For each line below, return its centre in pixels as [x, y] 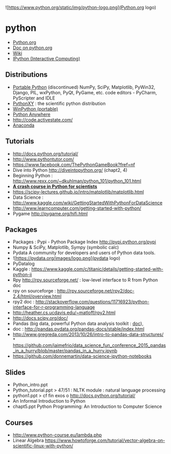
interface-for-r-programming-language [54, 307]
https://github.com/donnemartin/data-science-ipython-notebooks [82, 356]
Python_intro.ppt [30, 385]
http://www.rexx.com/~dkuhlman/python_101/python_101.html [77, 181]
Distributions [27, 75]
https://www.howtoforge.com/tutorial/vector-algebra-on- [105, 440]
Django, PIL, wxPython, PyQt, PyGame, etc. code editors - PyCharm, [85, 92]
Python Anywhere [31, 114]
